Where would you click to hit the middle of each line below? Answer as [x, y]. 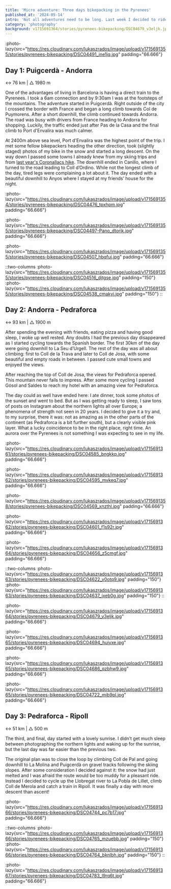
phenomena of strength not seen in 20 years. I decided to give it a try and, [83, 411]
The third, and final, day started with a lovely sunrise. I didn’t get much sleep [85, 738]
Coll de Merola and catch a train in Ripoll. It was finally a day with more [79, 786]
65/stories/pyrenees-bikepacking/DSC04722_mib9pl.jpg [65, 695]
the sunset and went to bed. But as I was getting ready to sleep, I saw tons [83, 401]
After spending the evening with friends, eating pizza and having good [79, 332]
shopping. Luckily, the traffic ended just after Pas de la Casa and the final [82, 125]
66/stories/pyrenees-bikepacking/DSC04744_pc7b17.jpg [65, 812]
